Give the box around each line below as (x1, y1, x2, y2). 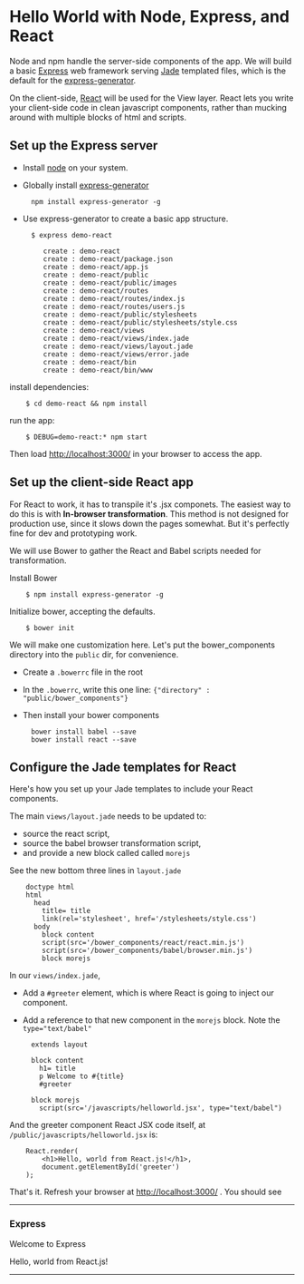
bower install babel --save (31, 727, 138, 736)
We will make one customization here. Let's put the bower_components (9, 639, 276, 650)
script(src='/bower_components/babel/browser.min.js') (42, 946, 253, 956)
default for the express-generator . (9, 74, 137, 85)
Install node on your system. (22, 161, 128, 173)
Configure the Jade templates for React (9, 759, 237, 774)
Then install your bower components (22, 709, 160, 720)
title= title (42, 907, 91, 916)
